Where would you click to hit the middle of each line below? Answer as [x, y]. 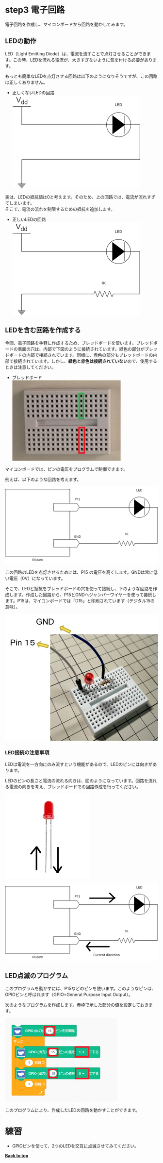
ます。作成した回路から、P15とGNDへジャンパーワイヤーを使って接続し [85, 595]
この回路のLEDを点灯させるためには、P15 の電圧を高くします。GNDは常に [79, 572]
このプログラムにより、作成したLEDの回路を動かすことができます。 [72, 1110]
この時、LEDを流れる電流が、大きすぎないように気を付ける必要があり [83, 60]
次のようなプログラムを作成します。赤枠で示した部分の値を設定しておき [77, 1005]
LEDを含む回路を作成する [43, 330]
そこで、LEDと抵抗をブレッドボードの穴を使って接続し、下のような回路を [79, 588]
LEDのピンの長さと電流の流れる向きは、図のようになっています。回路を [77, 781]
